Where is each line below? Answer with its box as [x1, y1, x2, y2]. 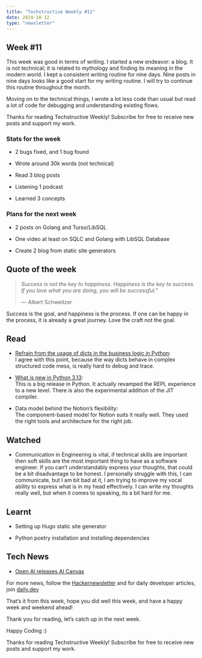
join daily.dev [6, 585, 39, 593]
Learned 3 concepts [14, 195, 66, 202]
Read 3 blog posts [14, 172, 60, 179]
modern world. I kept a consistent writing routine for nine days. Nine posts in [6, 71, 196, 78]
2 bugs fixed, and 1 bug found [14, 148, 89, 156]
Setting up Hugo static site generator [14, 523, 107, 530]
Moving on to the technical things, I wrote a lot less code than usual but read [6, 96, 196, 103]
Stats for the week [6, 135, 61, 143]
